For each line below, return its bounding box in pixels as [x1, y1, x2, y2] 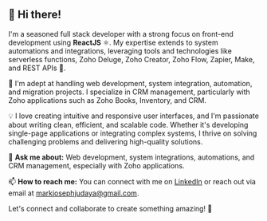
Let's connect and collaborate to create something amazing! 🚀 [8, 203, 213, 213]
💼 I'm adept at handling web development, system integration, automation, [8, 78, 253, 88]
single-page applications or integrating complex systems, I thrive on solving [8, 128, 257, 138]
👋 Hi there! [8, 8, 62, 22]
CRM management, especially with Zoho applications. [8, 160, 185, 170]
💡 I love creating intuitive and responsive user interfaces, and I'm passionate [8, 111, 259, 120]
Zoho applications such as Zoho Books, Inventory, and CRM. [8, 95, 207, 105]
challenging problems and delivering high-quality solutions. [8, 136, 203, 146]
